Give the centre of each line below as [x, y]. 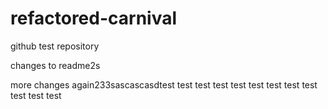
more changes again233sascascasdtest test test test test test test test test [164, 84]
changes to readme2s [55, 65]
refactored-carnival [94, 18]
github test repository [55, 46]
